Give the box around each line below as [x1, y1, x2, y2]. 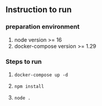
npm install [14, 83, 44, 89]
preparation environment [5, 23, 80, 31]
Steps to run [5, 57, 42, 66]
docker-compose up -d [14, 71, 68, 78]
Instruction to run [5, 5, 72, 15]
